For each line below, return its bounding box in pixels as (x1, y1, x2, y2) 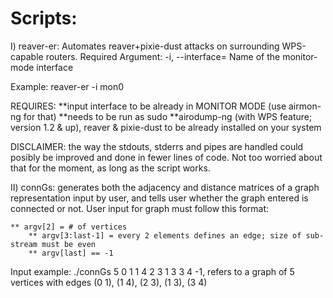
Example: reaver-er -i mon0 (10, 80, 125, 92)
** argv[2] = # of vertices (10, 222, 128, 232)
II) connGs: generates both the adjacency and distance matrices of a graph (10, 181, 320, 193)
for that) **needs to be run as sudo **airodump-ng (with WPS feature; (23, 110, 313, 122)
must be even (41, 239, 97, 249)
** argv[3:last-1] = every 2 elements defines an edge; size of (28, 230, 302, 241)
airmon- (288, 100, 322, 112)
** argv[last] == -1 (28, 248, 114, 258)
